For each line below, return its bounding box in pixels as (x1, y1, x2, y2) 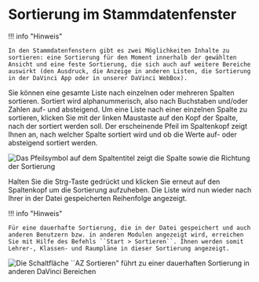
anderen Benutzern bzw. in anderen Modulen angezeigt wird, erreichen (8, 230, 244, 239)
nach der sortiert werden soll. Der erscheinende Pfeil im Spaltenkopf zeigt (8, 121, 247, 130)
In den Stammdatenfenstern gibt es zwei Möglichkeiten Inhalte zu (8, 46, 230, 54)
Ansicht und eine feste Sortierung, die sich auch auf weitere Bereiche (8, 60, 251, 68)
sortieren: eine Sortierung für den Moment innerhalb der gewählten (8, 53, 237, 61)
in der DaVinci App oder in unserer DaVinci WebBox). (8, 74, 188, 82)
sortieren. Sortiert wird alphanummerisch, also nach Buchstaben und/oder (8, 96, 249, 105)
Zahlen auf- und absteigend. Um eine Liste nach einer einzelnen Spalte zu (8, 104, 248, 114)
